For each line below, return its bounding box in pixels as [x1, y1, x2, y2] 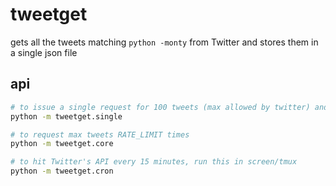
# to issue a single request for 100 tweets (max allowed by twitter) [10, 102, 311, 112]
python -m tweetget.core [10, 139, 114, 149]
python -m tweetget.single [10, 111, 123, 122]
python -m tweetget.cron [10, 166, 114, 177]
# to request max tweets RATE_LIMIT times [10, 129, 190, 140]
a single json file [10, 46, 78, 58]
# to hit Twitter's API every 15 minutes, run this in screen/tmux [10, 157, 298, 167]
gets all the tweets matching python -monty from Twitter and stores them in [10, 36, 319, 48]
